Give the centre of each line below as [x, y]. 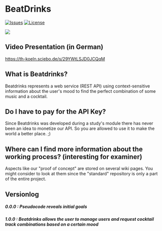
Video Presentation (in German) [54, 47]
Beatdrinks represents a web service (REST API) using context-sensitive [78, 86]
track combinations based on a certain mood [52, 224]
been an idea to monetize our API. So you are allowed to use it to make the [80, 128]
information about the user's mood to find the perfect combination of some [81, 91]
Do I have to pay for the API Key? [56, 112]
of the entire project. [26, 179]
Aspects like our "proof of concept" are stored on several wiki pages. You [79, 168]
